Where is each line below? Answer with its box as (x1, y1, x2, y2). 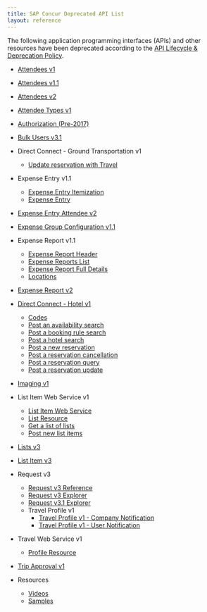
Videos (27, 589, 49, 597)
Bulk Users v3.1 (17, 133, 62, 142)
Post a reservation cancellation (27, 350, 118, 359)
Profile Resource (27, 548, 77, 556)
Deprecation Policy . (7, 51, 64, 60)
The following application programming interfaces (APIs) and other (7, 36, 201, 44)
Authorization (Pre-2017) (17, 119, 89, 127)
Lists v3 (17, 442, 41, 451)
